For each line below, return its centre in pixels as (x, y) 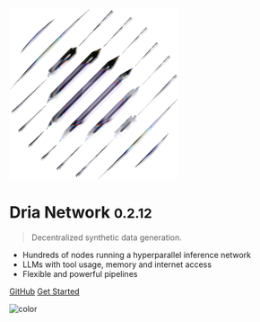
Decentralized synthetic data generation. (106, 237)
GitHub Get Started (44, 291)
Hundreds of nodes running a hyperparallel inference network (137, 255)
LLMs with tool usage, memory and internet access (117, 264)
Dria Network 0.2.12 (81, 213)
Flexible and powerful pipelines (80, 274)
